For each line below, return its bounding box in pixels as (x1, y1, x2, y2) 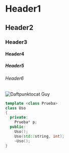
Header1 (5, 3, 41, 15)
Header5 (5, 62, 24, 68)
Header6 (5, 75, 24, 82)
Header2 (5, 23, 34, 32)
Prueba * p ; (14, 120, 38, 125)
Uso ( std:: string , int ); (14, 134, 65, 139)
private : (10, 115, 28, 120)
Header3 (5, 39, 27, 46)
